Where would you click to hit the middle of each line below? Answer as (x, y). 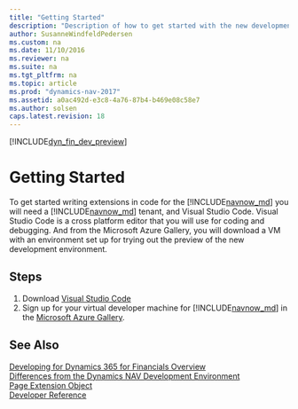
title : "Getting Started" (57, 17)
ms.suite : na (33, 67)
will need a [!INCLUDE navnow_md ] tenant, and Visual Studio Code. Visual (144, 212)
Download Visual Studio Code (76, 298)
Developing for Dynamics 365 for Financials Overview (108, 366)
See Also (34, 346)
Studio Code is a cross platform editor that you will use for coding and (137, 221)
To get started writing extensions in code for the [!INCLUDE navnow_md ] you (149, 202)
